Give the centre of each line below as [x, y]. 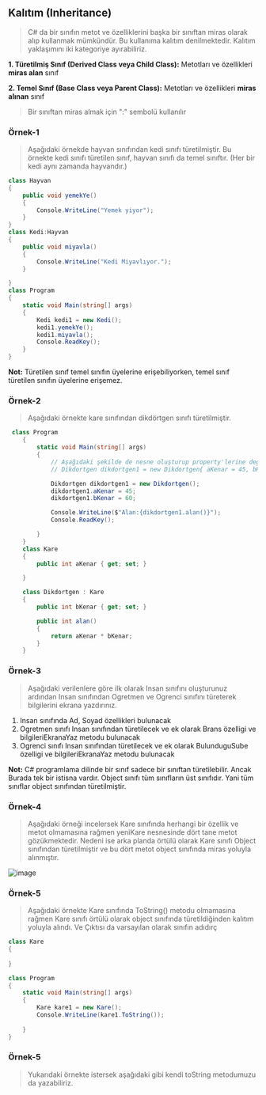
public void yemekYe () [60, 195]
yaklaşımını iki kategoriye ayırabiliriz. [87, 49]
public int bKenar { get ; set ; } [92, 607]
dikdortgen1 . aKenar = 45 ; [93, 491]
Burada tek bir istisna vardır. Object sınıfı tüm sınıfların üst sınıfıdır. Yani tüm [131, 778]
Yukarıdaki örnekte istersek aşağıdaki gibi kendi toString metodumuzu [141, 1074]
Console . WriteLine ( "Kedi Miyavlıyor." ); [104, 261]
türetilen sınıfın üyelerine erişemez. [65, 381]
